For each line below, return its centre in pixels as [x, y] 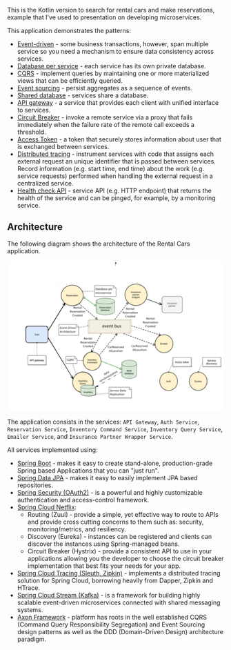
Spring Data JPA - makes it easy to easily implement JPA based [107, 478]
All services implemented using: [52, 450]
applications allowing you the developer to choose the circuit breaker [125, 559]
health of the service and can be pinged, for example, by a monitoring [116, 198]
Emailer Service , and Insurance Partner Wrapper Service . [90, 437]
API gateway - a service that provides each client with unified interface [118, 102]
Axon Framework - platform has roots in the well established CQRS [112, 618]
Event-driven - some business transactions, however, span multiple [113, 44]
